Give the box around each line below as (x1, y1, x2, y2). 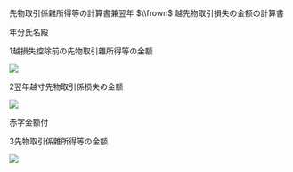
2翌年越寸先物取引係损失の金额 (9, 81, 124, 92)
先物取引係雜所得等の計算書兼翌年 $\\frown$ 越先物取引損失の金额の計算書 (9, 8, 285, 18)
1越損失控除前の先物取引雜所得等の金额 (9, 45, 153, 56)
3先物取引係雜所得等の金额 (9, 136, 109, 146)
